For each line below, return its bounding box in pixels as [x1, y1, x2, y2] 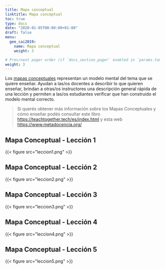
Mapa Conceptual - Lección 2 [5, 163, 97, 171]
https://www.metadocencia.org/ [17, 122, 82, 128]
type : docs [5, 21, 27, 26]
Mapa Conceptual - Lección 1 [5, 136, 96, 144]
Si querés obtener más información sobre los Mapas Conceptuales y [17, 106, 156, 112]
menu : [5, 35, 16, 40]
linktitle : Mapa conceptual [5, 12, 63, 17]
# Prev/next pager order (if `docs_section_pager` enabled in [5, 57, 135, 62]
